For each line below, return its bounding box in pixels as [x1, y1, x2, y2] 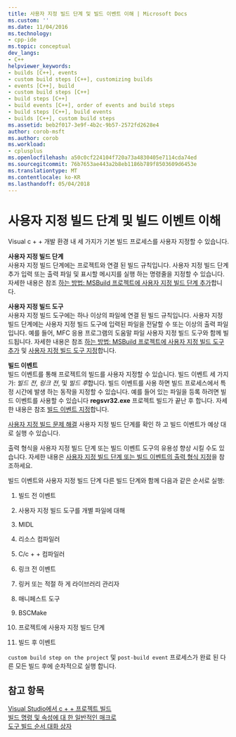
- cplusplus [8, 148, 43, 155]
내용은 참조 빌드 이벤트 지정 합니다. [15, 405, 110, 414]
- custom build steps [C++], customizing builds [8, 75, 153, 83]
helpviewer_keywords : [8, 63, 72, 70]
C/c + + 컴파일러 [18, 550, 65, 558]
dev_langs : [8, 50, 40, 57]
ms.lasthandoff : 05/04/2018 [8, 180, 91, 187]
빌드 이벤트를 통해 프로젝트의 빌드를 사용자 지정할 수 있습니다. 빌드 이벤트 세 [8, 370, 216, 378]
